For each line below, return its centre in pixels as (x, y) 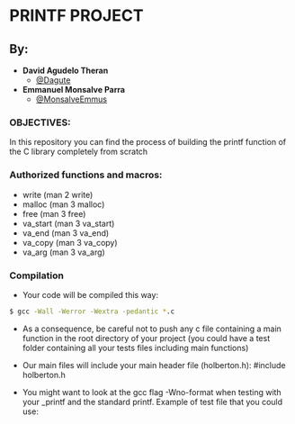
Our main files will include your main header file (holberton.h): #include (154, 365)
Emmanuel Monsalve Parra (74, 90)
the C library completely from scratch (79, 152)
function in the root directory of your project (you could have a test (146, 338)
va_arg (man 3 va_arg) (63, 252)
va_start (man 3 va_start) (68, 223)
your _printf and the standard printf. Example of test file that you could (152, 401)
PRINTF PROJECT (76, 16)
